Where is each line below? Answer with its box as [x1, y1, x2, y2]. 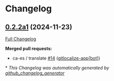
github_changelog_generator [5, 70, 65, 76]
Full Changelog [5, 36, 36, 42]
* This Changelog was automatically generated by [5, 65, 109, 71]
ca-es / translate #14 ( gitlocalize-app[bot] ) [12, 55, 100, 61]
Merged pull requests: [5, 46, 52, 51]
